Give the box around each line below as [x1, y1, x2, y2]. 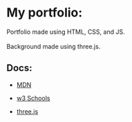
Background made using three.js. [6, 42, 101, 50]
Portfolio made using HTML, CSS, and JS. [6, 28, 125, 36]
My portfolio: [6, 5, 83, 21]
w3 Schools [16, 94, 50, 102]
